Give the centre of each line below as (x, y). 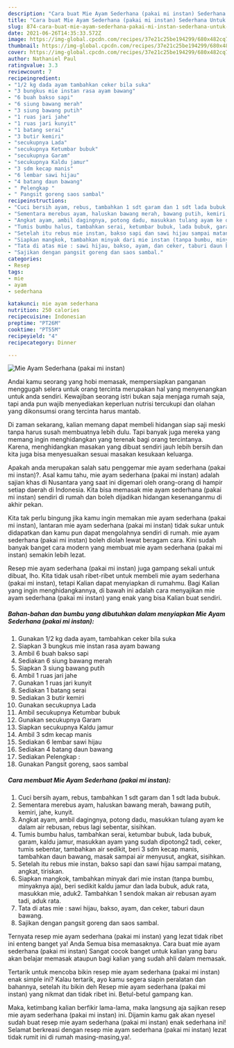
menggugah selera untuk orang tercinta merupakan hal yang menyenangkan (117, 389)
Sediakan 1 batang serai (52, 690)
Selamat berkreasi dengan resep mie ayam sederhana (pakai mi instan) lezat (117, 1030)
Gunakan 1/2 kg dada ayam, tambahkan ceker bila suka (97, 639)
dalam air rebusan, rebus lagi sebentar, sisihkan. (87, 827)
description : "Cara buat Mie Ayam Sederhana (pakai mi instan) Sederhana (117, 14)
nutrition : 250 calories (44, 310)
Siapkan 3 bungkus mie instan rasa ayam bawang (89, 646)
